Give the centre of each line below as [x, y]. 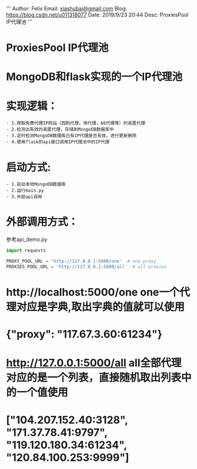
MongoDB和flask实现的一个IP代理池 [94, 77]
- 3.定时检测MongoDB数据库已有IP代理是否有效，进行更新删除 [71, 136]
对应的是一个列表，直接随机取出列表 [94, 378]
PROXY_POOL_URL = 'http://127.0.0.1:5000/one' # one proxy [81, 262]
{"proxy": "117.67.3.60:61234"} [84, 334]
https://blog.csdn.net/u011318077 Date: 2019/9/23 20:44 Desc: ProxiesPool [97, 15]
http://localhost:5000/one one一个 [93, 292]
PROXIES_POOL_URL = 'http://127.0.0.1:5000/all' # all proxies [86, 267]
